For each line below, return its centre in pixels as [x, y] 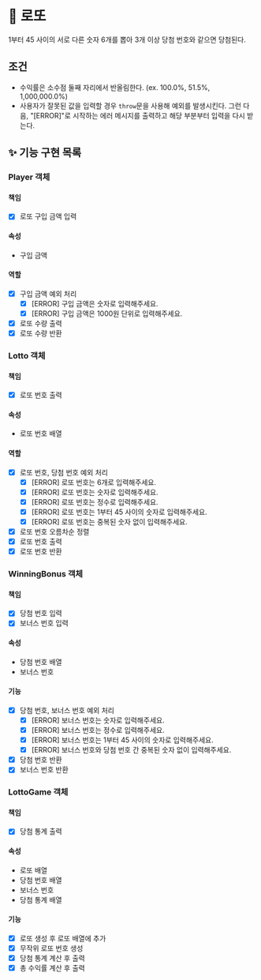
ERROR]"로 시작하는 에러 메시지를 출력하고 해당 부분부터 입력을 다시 [141, 115]
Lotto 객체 [27, 355]
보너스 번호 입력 [44, 623]
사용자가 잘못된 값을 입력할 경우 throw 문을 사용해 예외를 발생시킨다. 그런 [130, 105]
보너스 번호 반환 [44, 770]
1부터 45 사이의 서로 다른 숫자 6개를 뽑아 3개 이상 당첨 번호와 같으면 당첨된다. [127, 39]
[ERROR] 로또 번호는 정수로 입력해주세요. [95, 501]
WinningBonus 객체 [46, 574]
